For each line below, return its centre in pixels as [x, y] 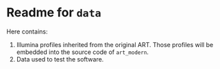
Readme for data [54, 13]
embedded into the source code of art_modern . [82, 52]
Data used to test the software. [60, 59]
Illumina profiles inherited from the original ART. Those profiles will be [115, 44]
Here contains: [27, 31]
